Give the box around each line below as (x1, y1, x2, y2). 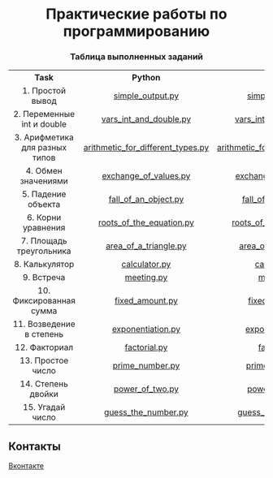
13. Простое (19, 355, 69, 366)
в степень (24, 329, 63, 340)
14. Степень (19, 378, 69, 390)
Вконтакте (8, 461, 45, 471)
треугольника (16, 245, 71, 256)
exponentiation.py (111, 324, 181, 335)
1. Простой (22, 85, 67, 97)
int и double (21, 118, 67, 130)
